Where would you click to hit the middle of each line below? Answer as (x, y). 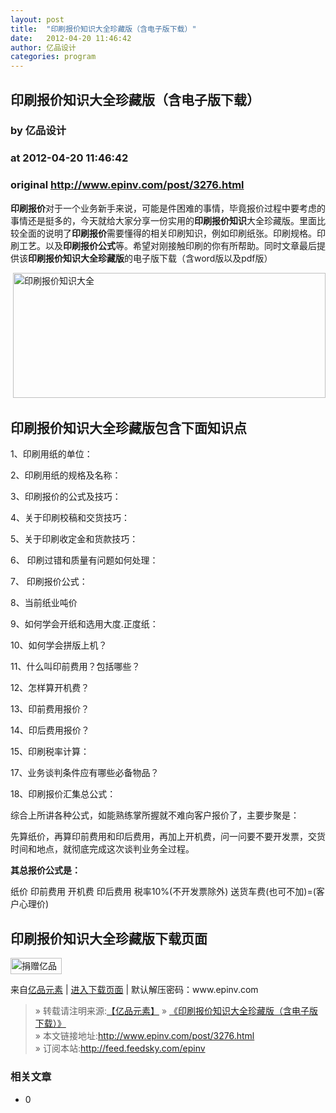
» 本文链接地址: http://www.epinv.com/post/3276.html (144, 1036)
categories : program (53, 57)
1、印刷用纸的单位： (51, 454)
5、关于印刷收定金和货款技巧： (74, 539)
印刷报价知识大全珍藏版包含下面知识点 (128, 428)
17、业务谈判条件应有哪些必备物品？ (85, 773)
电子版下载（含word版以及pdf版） (202, 258)
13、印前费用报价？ (50, 709)
